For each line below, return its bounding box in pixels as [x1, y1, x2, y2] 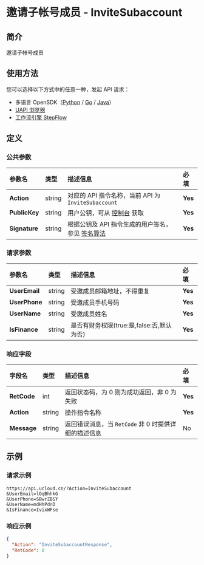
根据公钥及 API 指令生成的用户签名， [67, 220, 172, 228]
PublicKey [9, 208, 39, 216]
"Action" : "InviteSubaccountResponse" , [12, 541, 113, 547]
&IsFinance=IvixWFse [6, 507, 59, 513]
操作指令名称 [64, 408, 102, 417]
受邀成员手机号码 [70, 298, 120, 307]
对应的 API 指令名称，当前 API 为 [67, 191, 161, 199]
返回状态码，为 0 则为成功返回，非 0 [64, 388, 169, 397]
